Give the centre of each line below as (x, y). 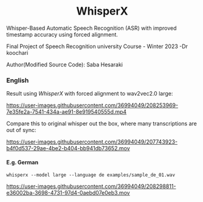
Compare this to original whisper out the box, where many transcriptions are (102, 124)
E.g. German (22, 162)
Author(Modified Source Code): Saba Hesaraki (65, 64)
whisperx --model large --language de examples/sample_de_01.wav (91, 175)
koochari (17, 52)
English (18, 80)
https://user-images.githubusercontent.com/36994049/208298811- (91, 186)
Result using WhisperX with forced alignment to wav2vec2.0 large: (90, 94)
